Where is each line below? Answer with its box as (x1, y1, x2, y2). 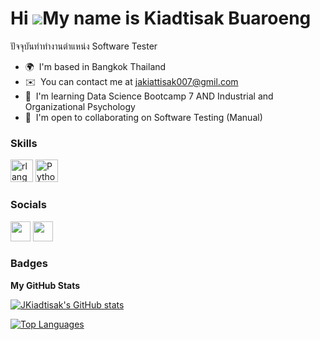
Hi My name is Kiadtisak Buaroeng (10, 7, 312, 30)
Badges (10, 257, 48, 271)
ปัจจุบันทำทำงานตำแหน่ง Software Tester (10, 40, 158, 52)
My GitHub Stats (10, 279, 81, 291)
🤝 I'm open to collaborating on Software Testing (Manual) (24, 111, 263, 123)
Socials (10, 198, 47, 212)
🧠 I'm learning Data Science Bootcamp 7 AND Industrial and (24, 90, 274, 102)
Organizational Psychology (24, 100, 136, 112)
